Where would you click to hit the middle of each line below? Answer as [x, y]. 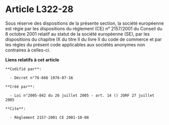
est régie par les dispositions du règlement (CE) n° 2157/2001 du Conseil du [84, 28]
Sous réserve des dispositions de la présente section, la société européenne [84, 23]
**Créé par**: [20, 87]
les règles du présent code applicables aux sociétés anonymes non [75, 44]
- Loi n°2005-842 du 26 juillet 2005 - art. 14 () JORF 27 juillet [82, 95]
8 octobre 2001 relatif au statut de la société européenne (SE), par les [77, 34]
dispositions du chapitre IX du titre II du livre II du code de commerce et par [84, 39]
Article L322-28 [39, 9]
